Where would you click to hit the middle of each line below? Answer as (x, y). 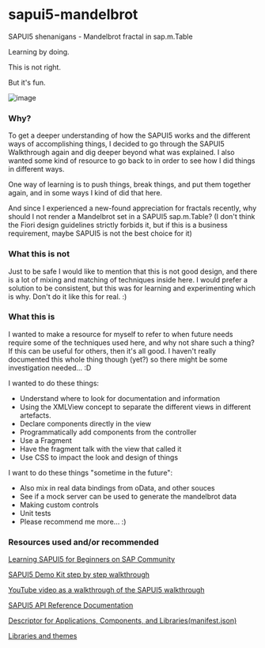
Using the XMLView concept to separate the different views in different (135, 407)
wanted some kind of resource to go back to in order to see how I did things (132, 161)
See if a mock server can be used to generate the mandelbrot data (128, 496)
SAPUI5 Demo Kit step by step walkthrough (79, 574)
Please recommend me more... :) (73, 521)
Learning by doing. (39, 51)
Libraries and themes (43, 636)
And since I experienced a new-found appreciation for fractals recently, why (132, 208)
